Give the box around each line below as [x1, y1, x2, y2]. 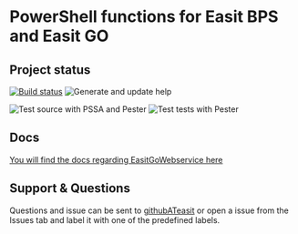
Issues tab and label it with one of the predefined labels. [9, 214, 221, 225]
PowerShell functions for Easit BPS [9, 6, 279, 27]
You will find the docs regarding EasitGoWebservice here [9, 154, 223, 165]
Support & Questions [9, 180, 130, 197]
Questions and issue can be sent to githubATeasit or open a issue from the [9, 205, 289, 216]
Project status [9, 62, 91, 77]
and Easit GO [9, 25, 109, 46]
